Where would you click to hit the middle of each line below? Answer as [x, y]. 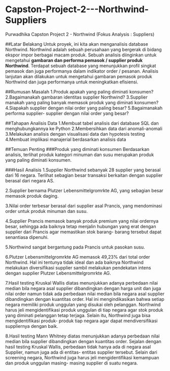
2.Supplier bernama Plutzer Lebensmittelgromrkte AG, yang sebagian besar [84, 190]
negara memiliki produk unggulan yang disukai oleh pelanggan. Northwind [83, 304]
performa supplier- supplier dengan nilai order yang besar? [67, 113]
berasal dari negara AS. [30, 180]
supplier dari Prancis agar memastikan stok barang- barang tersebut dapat [83, 232]
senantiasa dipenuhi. [27, 237]
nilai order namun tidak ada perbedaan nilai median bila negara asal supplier [85, 294]
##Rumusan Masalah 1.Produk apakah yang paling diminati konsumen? [79, 91]
